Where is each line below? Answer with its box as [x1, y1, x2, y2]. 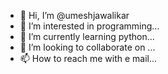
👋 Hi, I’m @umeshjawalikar [19, 10, 130, 21]
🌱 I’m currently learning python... [19, 31, 155, 42]
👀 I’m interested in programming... [19, 20, 160, 32]
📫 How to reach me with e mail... [19, 53, 158, 64]
